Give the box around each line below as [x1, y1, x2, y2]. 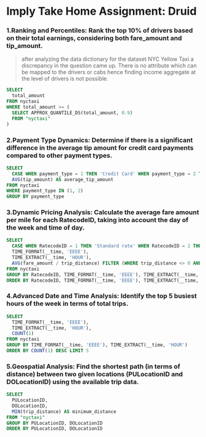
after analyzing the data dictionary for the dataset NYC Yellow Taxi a [21, 55, 194, 63]
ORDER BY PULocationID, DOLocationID [6, 425, 103, 432]
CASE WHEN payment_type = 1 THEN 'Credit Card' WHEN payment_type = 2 [12, 171, 196, 177]
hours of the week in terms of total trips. [6, 300, 129, 308]
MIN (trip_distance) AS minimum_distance [12, 408, 116, 415]
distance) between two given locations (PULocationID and [6, 369, 183, 378]
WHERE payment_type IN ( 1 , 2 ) [6, 188, 84, 194]
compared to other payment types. [6, 151, 113, 160]
